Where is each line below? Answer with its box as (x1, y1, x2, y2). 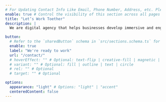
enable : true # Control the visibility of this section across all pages (5, 12, 161, 17)
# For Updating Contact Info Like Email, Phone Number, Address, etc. (5, 7, 154, 12)
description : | (5, 21, 37, 26)
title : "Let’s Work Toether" (5, 16, 65, 21)
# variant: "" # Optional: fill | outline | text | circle (9, 62, 134, 67)
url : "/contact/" (9, 53, 45, 58)
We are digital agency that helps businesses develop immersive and (9, 26, 154, 31)
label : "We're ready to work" (9, 48, 72, 53)
